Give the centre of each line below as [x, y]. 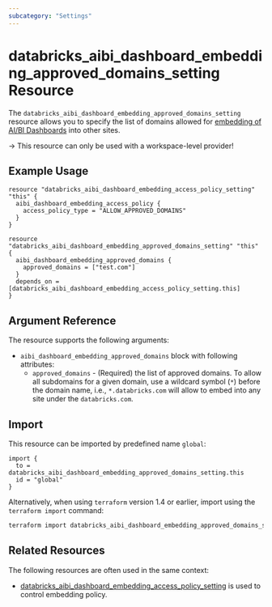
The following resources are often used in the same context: [108, 570]
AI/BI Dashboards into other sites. [64, 129]
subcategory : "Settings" [50, 16]
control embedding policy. [64, 594]
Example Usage [49, 171]
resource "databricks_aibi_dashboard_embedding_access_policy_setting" [132, 190]
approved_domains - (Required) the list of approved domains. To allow [147, 373]
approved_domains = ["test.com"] [79, 268]
